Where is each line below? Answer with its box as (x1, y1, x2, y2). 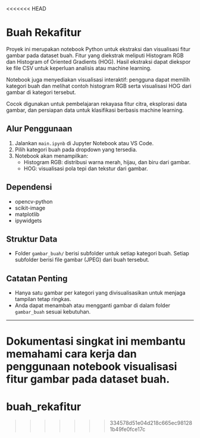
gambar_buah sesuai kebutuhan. (14, 308, 91, 315)
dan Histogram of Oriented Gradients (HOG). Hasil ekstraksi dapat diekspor (6, 58, 191, 65)
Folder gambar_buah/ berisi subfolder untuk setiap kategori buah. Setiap (14, 250, 189, 257)
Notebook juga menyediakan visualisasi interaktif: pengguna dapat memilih (6, 76, 190, 83)
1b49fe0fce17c (110, 426, 146, 433)
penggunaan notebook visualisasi (6, 360, 177, 374)
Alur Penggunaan (6, 124, 73, 134)
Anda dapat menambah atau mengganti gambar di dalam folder (14, 302, 171, 309)
